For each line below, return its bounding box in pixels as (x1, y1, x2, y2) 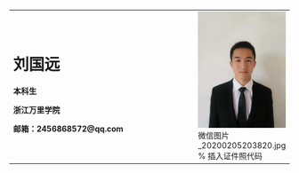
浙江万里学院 (12, 104, 61, 115)
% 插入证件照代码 (198, 151, 263, 161)
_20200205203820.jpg (198, 140, 287, 151)
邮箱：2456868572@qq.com (12, 123, 124, 134)
